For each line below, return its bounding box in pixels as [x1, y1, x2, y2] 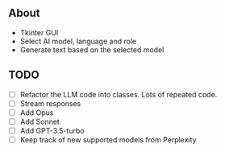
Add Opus [19, 108, 54, 117]
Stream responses [19, 98, 81, 108]
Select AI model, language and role [19, 36, 137, 46]
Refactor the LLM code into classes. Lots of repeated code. [19, 89, 218, 99]
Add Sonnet [19, 117, 60, 126]
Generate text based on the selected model [19, 44, 165, 55]
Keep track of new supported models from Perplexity [19, 134, 197, 144]
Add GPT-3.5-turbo [19, 125, 85, 135]
